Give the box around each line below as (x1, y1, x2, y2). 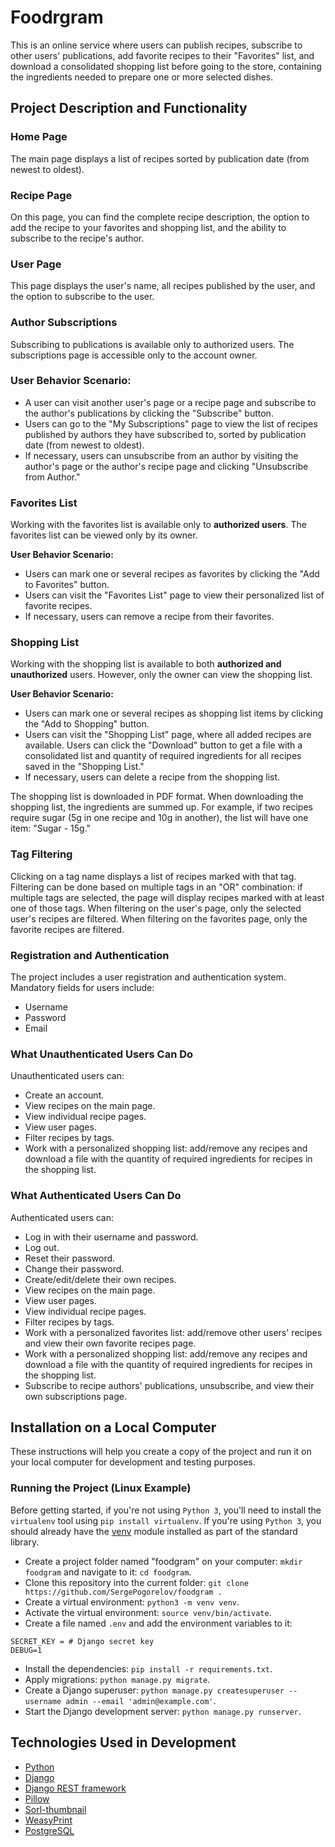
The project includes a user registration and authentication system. (10, 971, 287, 983)
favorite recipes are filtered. (10, 923, 125, 935)
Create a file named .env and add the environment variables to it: (24, 1617, 293, 1629)
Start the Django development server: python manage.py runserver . (24, 1705, 302, 1717)
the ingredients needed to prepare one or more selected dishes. (10, 71, 274, 83)
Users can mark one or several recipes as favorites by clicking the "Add (24, 568, 320, 580)
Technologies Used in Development (10, 1734, 237, 1751)
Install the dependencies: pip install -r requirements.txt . (24, 1662, 273, 1675)
